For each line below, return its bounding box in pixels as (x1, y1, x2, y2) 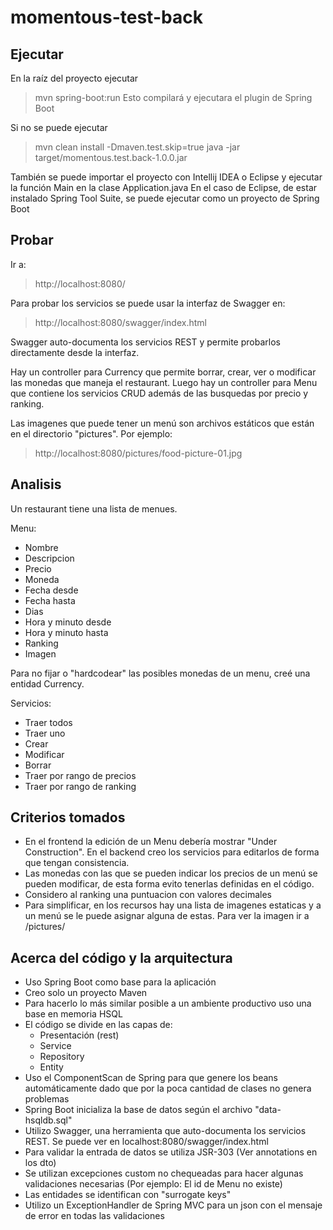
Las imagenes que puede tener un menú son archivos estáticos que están (10, 417, 315, 429)
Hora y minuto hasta (24, 626, 109, 638)
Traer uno (24, 727, 66, 739)
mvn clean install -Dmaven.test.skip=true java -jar (34, 141, 241, 153)
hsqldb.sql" (24, 1114, 73, 1126)
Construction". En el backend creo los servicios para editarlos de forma (24, 846, 320, 858)
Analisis (10, 476, 62, 493)
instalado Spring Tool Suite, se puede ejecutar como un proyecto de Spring (10, 192, 320, 204)
